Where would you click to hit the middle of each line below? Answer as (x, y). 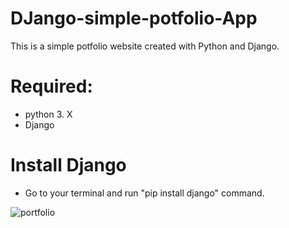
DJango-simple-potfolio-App (134, 18)
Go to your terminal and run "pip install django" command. (144, 193)
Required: (51, 86)
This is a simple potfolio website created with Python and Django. (145, 46)
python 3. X (48, 114)
